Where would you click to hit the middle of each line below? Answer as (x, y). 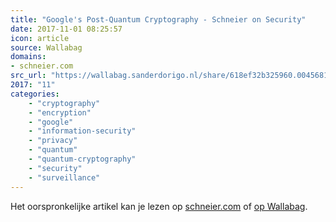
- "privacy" (53, 141)
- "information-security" (82, 131)
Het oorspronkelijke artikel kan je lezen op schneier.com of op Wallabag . (159, 206)
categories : (35, 94)
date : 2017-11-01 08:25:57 (66, 29)
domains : (28, 57)
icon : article (40, 38)
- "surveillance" (64, 177)
